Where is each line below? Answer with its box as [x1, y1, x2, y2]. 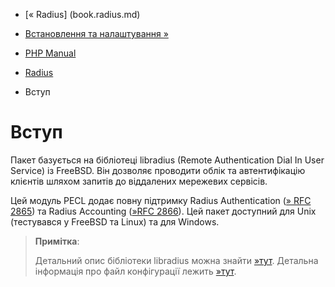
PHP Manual [24, 47, 77, 59]
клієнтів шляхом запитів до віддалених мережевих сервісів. [10, 175, 268, 187]
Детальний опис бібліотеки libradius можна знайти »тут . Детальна [34, 254, 319, 266]
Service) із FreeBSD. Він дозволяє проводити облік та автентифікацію [10, 164, 306, 176]
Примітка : [34, 235, 80, 247]
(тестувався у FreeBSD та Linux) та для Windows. [10, 215, 220, 228]
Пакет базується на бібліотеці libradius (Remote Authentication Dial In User [10, 154, 325, 166]
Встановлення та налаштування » [24, 28, 169, 39]
